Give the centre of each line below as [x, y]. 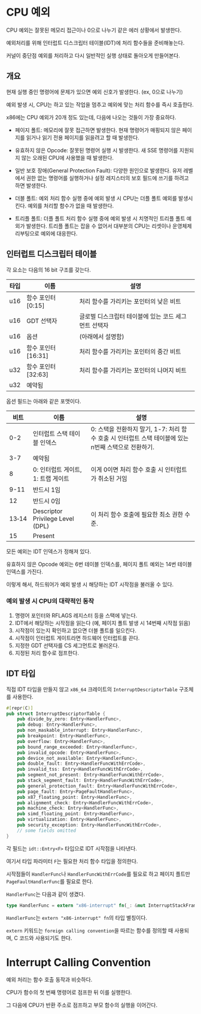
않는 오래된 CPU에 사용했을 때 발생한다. [68, 158]
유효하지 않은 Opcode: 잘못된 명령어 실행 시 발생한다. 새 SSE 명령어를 [96, 150]
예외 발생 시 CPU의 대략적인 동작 [50, 601]
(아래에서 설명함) [102, 336]
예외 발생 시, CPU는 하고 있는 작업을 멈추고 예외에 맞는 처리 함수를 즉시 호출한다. [100, 104]
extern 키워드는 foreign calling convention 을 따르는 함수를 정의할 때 [90, 930]
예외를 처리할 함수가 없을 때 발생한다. [71, 206]
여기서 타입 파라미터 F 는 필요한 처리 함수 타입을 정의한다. [72, 861]
